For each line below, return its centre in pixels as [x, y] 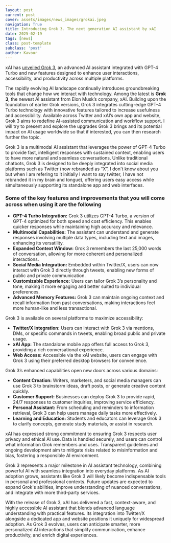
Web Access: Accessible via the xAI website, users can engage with [85, 355]
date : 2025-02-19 [24, 34]
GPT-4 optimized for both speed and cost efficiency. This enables [82, 221]
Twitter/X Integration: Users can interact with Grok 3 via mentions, [83, 328]
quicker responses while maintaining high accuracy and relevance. [83, 227]
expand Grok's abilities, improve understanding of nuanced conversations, [84, 487]
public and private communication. [49, 275]
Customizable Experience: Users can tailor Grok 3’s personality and [85, 281]
